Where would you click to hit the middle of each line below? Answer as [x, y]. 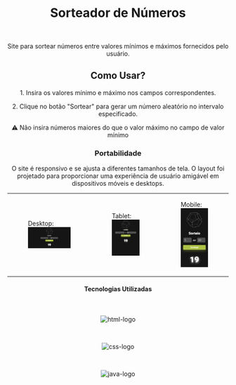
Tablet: [122, 215]
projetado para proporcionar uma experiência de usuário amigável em [118, 176]
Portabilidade [118, 153]
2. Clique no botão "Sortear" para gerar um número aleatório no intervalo [118, 106]
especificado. [118, 113]
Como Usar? [118, 76]
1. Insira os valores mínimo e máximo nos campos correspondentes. [118, 92]
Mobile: [191, 204]
